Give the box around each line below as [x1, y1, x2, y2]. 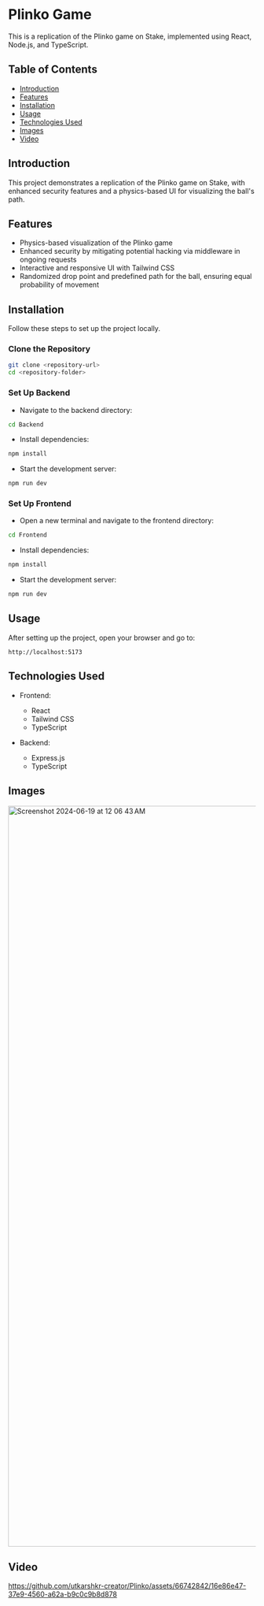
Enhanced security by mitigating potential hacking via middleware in [19, 247, 241, 256]
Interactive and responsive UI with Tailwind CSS [19, 263, 175, 273]
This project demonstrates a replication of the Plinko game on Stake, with [8, 177, 246, 187]
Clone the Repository [8, 344, 91, 355]
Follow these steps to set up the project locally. [8, 324, 161, 333]
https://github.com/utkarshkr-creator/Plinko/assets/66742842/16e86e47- [8, 1582, 247, 1591]
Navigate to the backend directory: [19, 405, 133, 415]
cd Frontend [8, 531, 47, 539]
